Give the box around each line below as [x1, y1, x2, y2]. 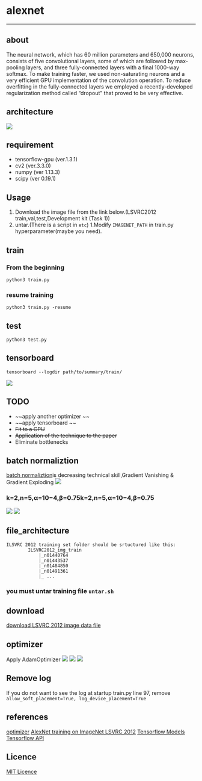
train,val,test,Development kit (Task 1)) [14, 215, 110, 222]
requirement [6, 140, 54, 150]
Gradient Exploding [6, 479, 54, 486]
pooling [6, 64, 25, 71]
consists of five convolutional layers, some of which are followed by [6, 57, 174, 64]
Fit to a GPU [14, 425, 45, 432]
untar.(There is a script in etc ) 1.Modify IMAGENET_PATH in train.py [14, 221, 174, 229]
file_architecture [6, 526, 70, 536]
